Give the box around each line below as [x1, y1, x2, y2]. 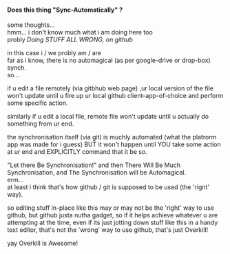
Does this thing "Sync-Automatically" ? [7, 6, 123, 14]
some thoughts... [7, 21, 55, 29]
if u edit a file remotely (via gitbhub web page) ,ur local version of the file [7, 84, 214, 92]
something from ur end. [7, 119, 74, 128]
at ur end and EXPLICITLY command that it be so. [7, 148, 148, 156]
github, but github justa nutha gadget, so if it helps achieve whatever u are [7, 211, 218, 219]
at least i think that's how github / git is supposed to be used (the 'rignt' [7, 183, 210, 191]
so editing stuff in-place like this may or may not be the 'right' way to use [7, 204, 215, 212]
